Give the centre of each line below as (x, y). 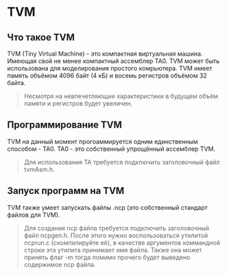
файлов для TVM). (34, 215)
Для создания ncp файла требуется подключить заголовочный (116, 228)
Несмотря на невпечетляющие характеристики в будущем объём (121, 96)
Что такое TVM (41, 37)
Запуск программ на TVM (66, 191)
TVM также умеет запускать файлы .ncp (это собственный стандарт (107, 207)
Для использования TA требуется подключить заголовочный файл (122, 162)
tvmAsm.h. (39, 169)
